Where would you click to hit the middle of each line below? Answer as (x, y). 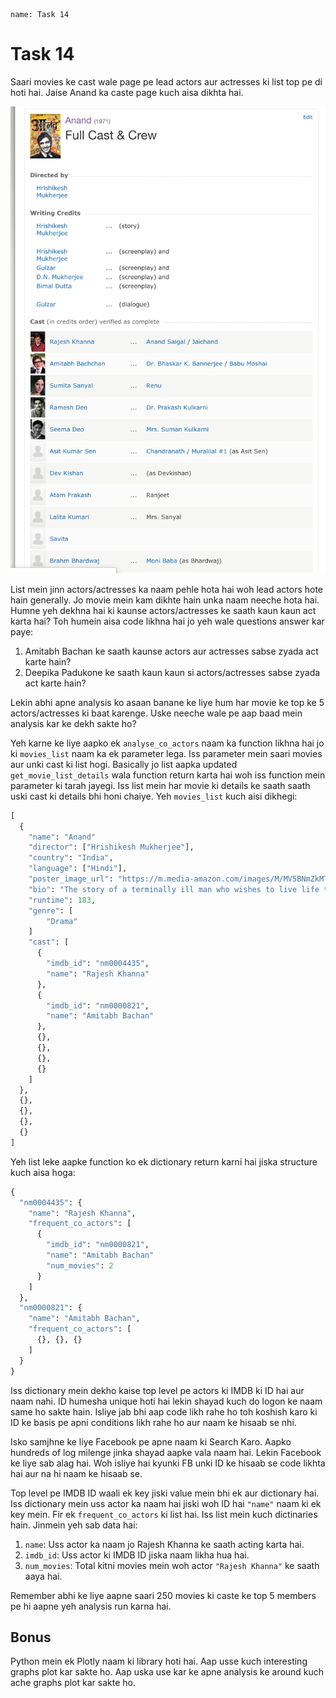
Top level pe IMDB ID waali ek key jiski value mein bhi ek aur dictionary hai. (165, 1493)
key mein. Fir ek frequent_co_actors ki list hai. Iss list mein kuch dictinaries (164, 1514)
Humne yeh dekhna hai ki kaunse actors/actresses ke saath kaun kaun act (163, 610)
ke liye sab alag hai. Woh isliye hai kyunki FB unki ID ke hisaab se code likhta (168, 1463)
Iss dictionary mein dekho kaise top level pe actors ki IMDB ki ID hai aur (157, 1390)
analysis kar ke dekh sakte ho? (73, 723)
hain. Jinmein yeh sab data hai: (74, 1525)
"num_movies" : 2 (80, 1265)
